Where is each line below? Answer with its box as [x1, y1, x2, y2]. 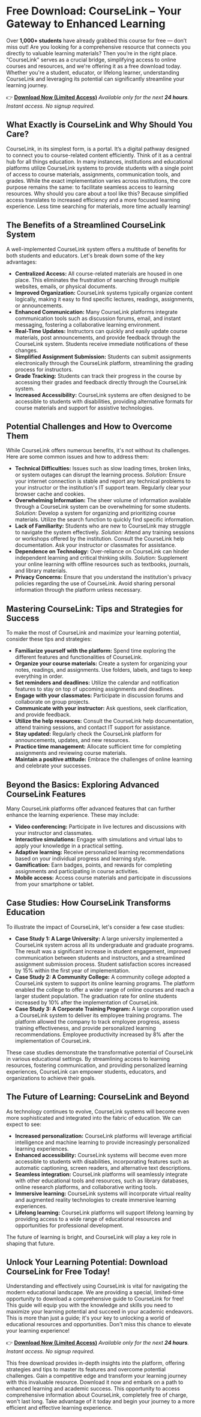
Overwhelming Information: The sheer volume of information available [14, 497, 191, 504]
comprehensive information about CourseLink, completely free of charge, [6, 1391, 188, 1399]
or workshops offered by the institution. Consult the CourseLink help [14, 535, 185, 543]
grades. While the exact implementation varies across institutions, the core [6, 177, 191, 184]
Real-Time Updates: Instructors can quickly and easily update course [14, 327, 188, 334]
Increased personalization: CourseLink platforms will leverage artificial [14, 1132, 192, 1139]
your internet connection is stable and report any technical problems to [14, 478, 191, 485]
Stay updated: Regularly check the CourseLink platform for [14, 730, 162, 737]
